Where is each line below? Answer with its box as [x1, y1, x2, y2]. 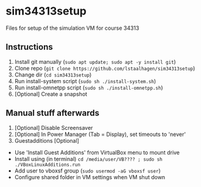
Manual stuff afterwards [5, 108, 100, 118]
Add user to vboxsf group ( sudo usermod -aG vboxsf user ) [14, 167, 161, 174]
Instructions [5, 42, 53, 52]
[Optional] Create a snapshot [14, 90, 88, 98]
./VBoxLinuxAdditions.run [14, 161, 80, 168]
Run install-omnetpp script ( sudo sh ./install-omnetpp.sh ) [14, 84, 163, 91]
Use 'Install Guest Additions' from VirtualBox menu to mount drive [14, 149, 180, 156]
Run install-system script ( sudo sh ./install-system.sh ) [14, 77, 157, 84]
